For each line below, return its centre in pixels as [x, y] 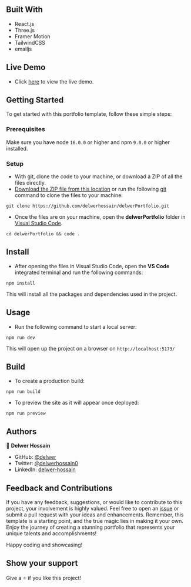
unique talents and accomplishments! [51, 533]
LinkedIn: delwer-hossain [45, 469]
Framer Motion [33, 36]
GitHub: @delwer [35, 457]
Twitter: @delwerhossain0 [46, 463]
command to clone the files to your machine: [69, 195]
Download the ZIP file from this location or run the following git [90, 189]
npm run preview [26, 413]
